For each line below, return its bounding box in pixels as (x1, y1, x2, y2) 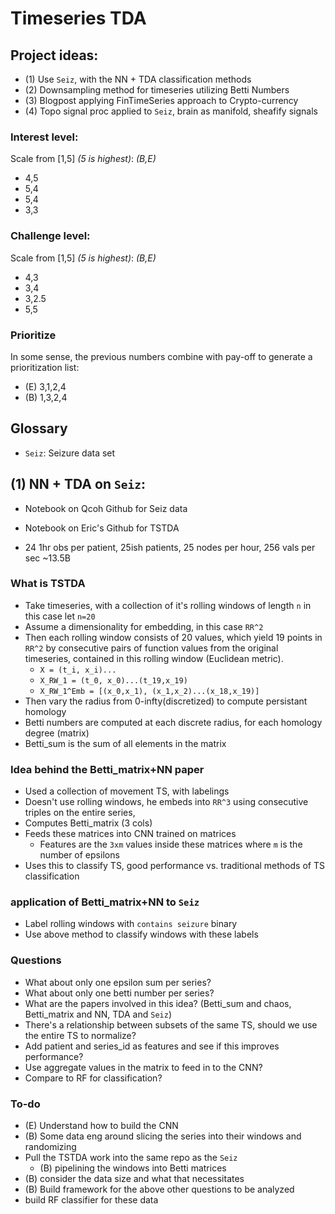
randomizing (24, 1141, 77, 1152)
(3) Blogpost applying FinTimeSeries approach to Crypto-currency (24, 95, 299, 106)
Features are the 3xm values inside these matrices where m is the (39, 838, 303, 851)
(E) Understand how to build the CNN (24, 1120, 179, 1131)
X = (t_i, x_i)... (39, 665, 117, 675)
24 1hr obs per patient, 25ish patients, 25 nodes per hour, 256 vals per (24, 541, 316, 553)
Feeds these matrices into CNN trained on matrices (24, 828, 237, 840)
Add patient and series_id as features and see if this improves (24, 1040, 280, 1052)
